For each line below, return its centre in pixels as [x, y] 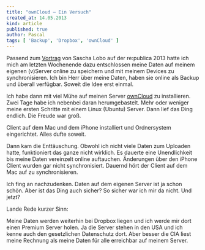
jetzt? [13, 197]
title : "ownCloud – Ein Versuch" [49, 12]
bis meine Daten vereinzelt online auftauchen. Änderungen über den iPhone [102, 159]
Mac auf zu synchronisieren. [42, 172]
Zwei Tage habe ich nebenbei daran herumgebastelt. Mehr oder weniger [98, 103]
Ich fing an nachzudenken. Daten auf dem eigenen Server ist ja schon [94, 184]
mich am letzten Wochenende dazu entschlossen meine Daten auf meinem [101, 64]
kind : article [24, 23]
